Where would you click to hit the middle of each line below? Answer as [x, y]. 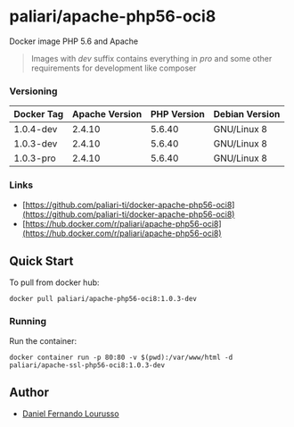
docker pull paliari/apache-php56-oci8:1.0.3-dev [103, 299]
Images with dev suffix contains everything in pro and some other [151, 58]
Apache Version [107, 114]
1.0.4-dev [36, 130]
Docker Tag [39, 114]
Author [29, 393]
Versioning [33, 91]
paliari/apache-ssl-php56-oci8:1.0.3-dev [87, 365]
